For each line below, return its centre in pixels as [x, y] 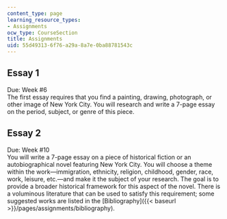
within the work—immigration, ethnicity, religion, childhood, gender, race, [110, 172]
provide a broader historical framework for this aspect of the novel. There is [114, 186]
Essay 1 [23, 73]
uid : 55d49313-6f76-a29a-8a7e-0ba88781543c [70, 45]
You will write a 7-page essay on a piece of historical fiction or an [99, 157]
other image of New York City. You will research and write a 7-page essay [111, 104]
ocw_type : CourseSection [42, 33]
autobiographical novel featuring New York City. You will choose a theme [110, 164]
